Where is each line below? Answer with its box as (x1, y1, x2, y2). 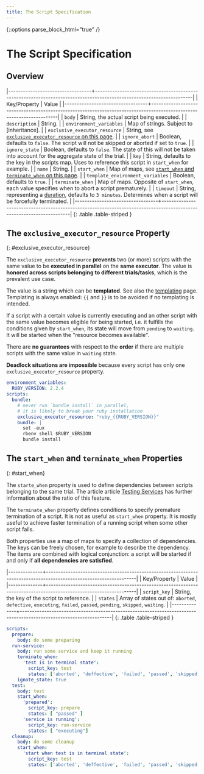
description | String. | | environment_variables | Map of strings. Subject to (6, 119, 193, 127)
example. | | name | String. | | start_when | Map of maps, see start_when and (6, 165, 195, 172)
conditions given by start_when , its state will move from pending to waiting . (6, 325, 195, 332)
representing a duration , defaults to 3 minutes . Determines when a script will (6, 191, 198, 198)
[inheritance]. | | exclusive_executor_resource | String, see (6, 126, 153, 133)
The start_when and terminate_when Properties (6, 453, 183, 464)
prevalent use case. (6, 275, 56, 283)
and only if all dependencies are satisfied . (6, 556, 114, 564)
